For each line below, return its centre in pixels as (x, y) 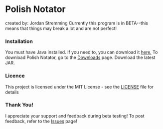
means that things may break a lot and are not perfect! (61, 28)
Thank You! (19, 105)
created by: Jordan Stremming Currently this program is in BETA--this (77, 23)
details (12, 92)
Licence (15, 76)
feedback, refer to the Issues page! (41, 121)
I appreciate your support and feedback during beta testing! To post (75, 115)
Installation (19, 41)
